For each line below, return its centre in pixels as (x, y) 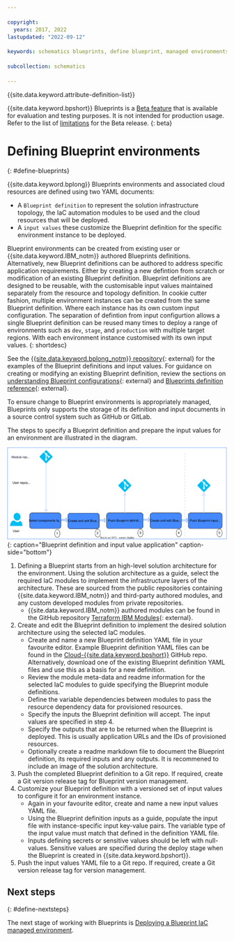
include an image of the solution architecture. (93, 766)
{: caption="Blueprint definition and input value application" (93, 545)
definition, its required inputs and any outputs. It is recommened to (123, 759)
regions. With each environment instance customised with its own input (110, 337)
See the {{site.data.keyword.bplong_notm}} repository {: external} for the (111, 358)
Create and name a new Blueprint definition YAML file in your (115, 640)
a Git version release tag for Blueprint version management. (103, 781)
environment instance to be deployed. (72, 235)
